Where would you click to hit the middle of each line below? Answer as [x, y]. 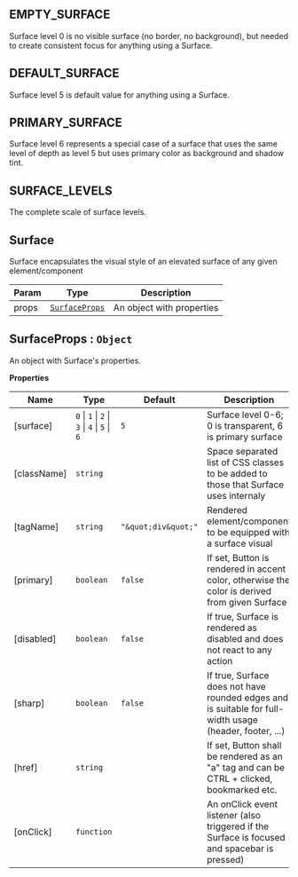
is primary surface [245, 437]
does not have [236, 686]
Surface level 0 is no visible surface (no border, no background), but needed [149, 36]
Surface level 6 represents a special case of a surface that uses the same [143, 144]
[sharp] [29, 703]
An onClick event [242, 804]
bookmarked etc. [242, 789]
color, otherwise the [249, 580]
